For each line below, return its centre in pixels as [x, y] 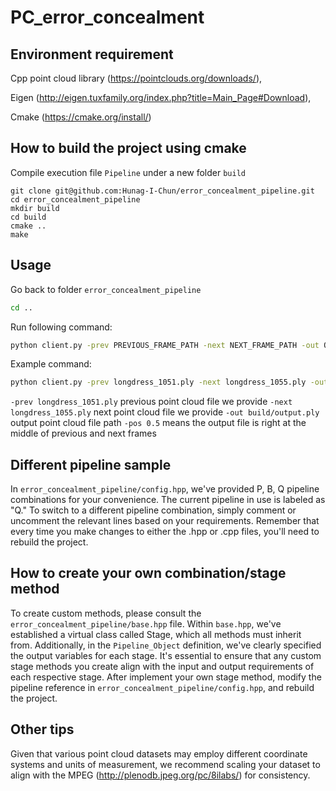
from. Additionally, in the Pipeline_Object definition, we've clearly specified [166, 645]
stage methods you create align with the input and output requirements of [162, 666]
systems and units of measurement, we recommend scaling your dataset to [165, 764]
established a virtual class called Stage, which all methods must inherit [156, 634]
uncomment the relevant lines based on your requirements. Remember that [165, 521]
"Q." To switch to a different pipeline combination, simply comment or [153, 510]
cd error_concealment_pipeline [75, 199]
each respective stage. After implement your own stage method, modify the [166, 677]
